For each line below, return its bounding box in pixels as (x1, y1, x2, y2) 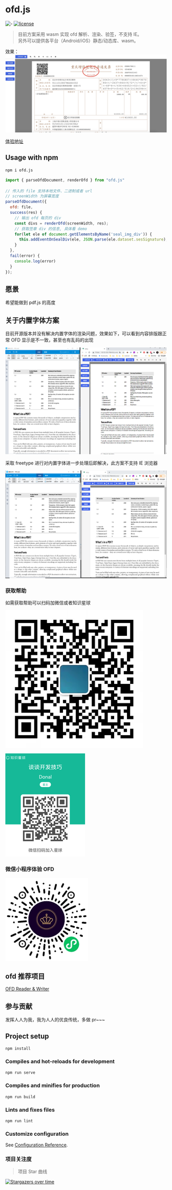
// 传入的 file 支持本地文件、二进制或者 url (5, 188, 93, 193)
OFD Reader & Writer (5, 986, 50, 992)
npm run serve (5, 1070, 36, 1075)
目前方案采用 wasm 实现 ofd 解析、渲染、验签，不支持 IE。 (17, 31, 142, 37)
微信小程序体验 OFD (5, 865, 55, 873)
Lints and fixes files (5, 1106, 55, 1113)
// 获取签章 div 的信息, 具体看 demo (14, 226, 87, 231)
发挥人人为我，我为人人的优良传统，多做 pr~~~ (5, 1017, 105, 1023)
